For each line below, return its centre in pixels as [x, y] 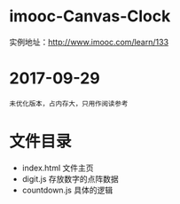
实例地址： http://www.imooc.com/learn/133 [89, 42]
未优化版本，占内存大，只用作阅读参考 [69, 104]
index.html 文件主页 [58, 168]
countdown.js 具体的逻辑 [67, 190]
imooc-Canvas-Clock [90, 16]
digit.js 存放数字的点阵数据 [70, 178]
